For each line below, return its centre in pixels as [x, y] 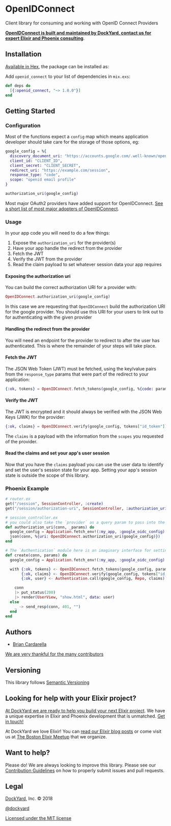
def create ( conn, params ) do [36, 555]
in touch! [15, 721]
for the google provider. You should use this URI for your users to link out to [84, 312]
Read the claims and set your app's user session [58, 453]
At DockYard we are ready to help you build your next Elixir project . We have [85, 710]
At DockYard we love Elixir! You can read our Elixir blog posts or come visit [83, 731]
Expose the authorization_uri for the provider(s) [64, 243]
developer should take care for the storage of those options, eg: [72, 142]
